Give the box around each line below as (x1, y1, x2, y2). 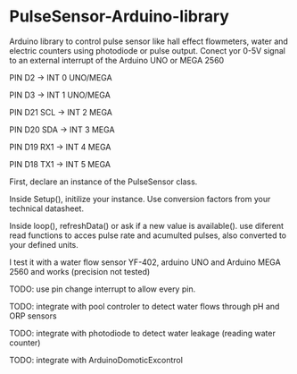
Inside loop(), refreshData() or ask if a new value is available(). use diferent (9, 220, 284, 231)
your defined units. (9, 239, 78, 250)
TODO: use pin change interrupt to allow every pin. (9, 284, 196, 294)
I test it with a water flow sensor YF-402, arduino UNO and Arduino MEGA (9, 257, 281, 268)
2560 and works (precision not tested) (9, 266, 151, 276)
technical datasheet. (9, 203, 85, 214)
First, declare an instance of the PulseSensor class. (9, 176, 198, 187)
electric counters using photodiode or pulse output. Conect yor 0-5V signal (9, 45, 285, 55)
